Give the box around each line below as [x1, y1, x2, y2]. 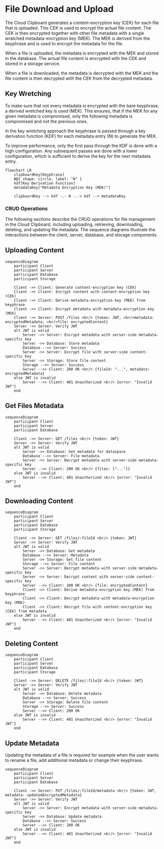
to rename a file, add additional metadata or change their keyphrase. [5, 758, 143, 763]
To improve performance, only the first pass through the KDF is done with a [5, 143, 158, 149]
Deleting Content [5, 639, 58, 648]
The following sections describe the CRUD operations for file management [5, 216, 155, 222]
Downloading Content [5, 497, 73, 505]
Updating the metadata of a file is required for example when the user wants [5, 752, 159, 758]
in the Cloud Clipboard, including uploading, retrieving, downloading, [5, 221, 144, 227]
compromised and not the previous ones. [5, 118, 88, 124]
